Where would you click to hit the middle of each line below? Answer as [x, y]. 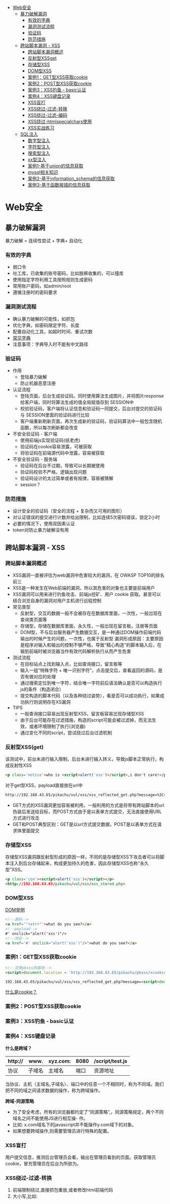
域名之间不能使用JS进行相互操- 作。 [50, 1118]
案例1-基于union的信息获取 [55, 166]
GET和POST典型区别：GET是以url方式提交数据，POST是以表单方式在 [85, 824]
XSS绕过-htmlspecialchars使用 [60, 121]
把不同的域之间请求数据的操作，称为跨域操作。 [54, 1090]
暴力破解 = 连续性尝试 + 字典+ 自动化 [44, 241]
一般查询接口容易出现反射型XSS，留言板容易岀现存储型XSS [82, 713]
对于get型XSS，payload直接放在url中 [44, 785]
